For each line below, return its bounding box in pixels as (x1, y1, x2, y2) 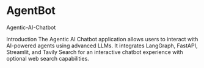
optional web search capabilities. (6, 55, 90, 62)
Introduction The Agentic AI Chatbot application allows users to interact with (6, 35, 199, 42)
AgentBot (6, 4, 56, 18)
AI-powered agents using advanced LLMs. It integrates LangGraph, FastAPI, (6, 42, 198, 49)
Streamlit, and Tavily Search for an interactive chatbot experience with (6, 48, 183, 55)
